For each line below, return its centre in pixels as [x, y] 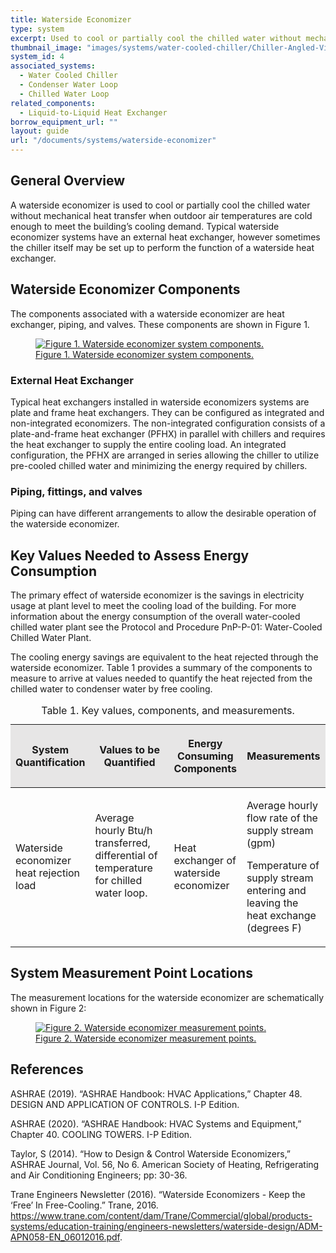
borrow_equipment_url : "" [64, 122]
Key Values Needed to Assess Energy [130, 555]
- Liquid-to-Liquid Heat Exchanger [93, 112]
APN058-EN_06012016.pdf [65, 1237]
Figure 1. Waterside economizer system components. [145, 354]
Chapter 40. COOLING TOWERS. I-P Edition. [101, 1134]
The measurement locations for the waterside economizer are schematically [167, 997]
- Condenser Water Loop [68, 85]
